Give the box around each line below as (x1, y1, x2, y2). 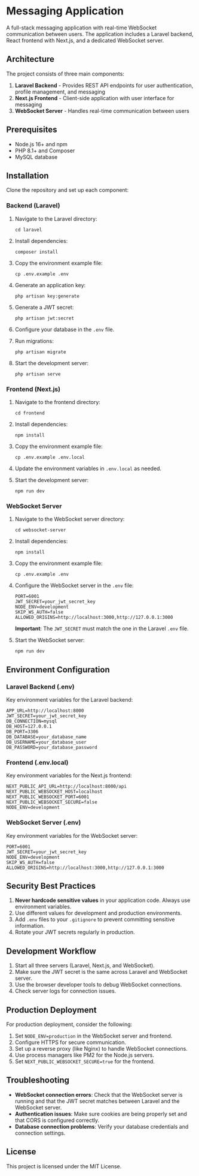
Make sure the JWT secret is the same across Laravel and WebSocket (14, 969, 188, 976)
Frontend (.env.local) (6, 758, 69, 766)
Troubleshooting (6, 1075, 70, 1085)
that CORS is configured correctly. (14, 1117, 100, 1124)
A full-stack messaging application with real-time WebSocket (6, 24, 157, 31)
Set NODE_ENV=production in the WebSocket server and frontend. (14, 1032, 173, 1039)
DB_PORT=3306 (6, 729, 39, 735)
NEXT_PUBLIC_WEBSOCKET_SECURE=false (6, 799, 97, 805)
